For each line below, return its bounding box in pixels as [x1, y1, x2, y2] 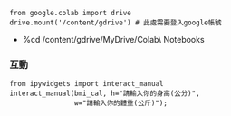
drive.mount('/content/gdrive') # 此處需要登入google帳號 [9, 18, 222, 27]
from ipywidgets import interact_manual [9, 80, 165, 89]
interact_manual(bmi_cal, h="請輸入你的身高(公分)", [9, 89, 201, 99]
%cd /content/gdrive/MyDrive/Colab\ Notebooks [22, 34, 206, 44]
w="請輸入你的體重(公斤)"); [73, 99, 168, 108]
